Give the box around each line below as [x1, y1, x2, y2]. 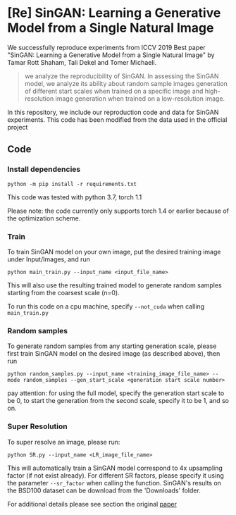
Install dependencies [7, 164, 81, 174]
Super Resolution [7, 421, 68, 431]
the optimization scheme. [7, 213, 81, 223]
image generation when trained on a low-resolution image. [55, 94, 225, 103]
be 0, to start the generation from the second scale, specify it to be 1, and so [7, 397, 230, 405]
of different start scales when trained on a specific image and [24, 87, 204, 95]
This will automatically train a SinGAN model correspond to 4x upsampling [7, 464, 223, 472]
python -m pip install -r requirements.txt [7, 180, 137, 187]
